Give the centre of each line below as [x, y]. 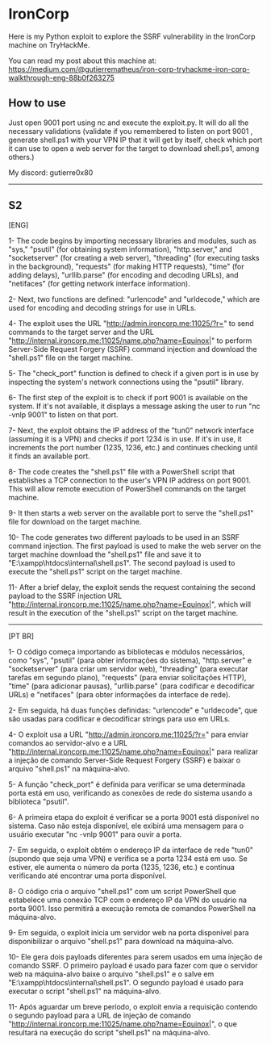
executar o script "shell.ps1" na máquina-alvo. [85, 991]
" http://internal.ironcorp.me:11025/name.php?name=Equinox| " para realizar [133, 751]
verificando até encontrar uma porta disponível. [88, 876]
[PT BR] [21, 636]
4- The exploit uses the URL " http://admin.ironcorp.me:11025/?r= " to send [131, 323]
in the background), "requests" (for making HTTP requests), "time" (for [126, 266]
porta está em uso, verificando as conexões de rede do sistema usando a [130, 792]
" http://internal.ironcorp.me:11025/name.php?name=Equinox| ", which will [130, 604]
